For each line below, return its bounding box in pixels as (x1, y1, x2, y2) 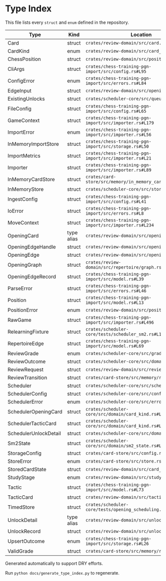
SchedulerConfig (7, 390, 47, 397)
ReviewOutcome (7, 358, 46, 365)
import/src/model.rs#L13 (85, 299, 144, 305)
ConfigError (7, 77, 35, 84)
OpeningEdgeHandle (7, 243, 56, 250)
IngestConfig (7, 195, 38, 202)
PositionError (7, 306, 38, 313)
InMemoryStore (7, 185, 44, 192)
